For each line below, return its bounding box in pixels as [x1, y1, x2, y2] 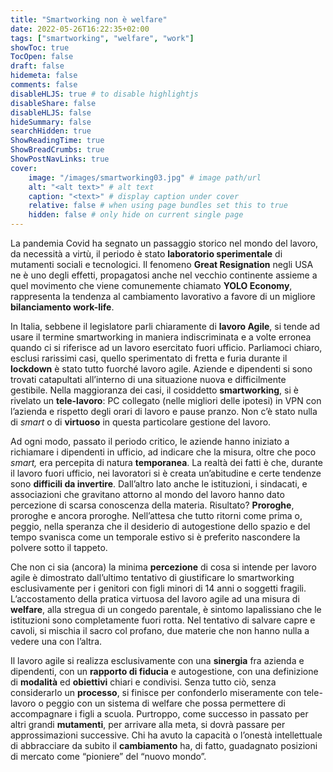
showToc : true [10, 42, 70, 53]
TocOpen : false [10, 52, 74, 62]
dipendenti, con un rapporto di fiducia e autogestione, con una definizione [10, 666, 319, 677]
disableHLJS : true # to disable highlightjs [10, 89, 199, 99]
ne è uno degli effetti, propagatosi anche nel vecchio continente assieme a [10, 269, 318, 281]
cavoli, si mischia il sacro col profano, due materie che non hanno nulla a [10, 625, 310, 636]
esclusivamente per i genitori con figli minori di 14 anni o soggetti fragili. [10, 582, 307, 594]
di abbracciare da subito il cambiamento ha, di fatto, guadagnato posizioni [10, 740, 318, 751]
